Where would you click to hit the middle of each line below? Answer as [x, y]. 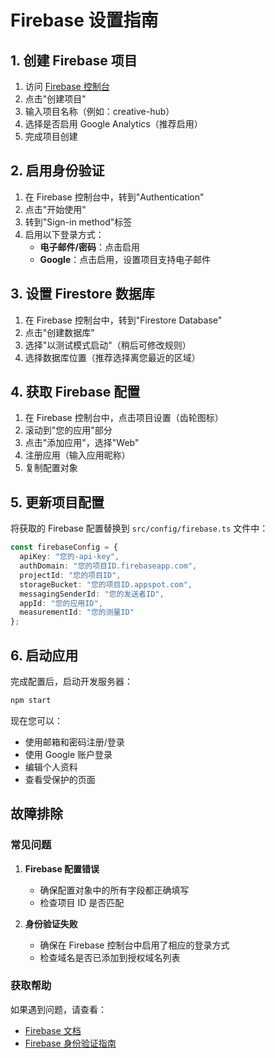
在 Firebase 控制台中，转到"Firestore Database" [123, 320]
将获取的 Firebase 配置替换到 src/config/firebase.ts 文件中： [139, 528]
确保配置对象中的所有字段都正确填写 [114, 890]
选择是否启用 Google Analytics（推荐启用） [113, 124]
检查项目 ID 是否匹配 [82, 902]
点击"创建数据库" [59, 332]
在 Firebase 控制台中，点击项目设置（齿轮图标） [124, 418]
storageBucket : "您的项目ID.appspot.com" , [106, 584]
